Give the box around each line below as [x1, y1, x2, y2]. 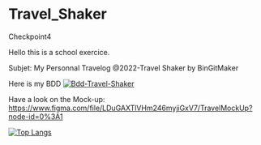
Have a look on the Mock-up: [8, 94, 105, 104]
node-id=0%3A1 [8, 111, 63, 122]
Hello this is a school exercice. [8, 47, 110, 57]
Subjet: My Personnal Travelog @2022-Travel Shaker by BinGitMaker [8, 62, 239, 73]
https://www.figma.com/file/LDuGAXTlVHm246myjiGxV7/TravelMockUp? [8, 103, 253, 113]
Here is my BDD [8, 79, 62, 88]
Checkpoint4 [8, 32, 52, 41]
